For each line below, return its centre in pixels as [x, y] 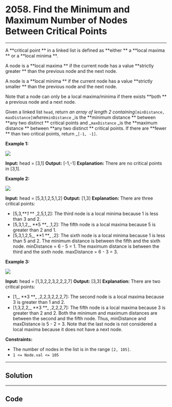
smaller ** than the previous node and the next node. [61, 86]
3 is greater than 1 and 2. [39, 302]
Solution [19, 376]
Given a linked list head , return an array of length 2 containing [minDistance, [85, 112]
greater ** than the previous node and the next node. [61, 71]
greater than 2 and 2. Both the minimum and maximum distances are [85, 313]
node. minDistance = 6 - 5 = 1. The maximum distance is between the [86, 246]
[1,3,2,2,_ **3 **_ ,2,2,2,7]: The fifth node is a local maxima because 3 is [89, 307]
